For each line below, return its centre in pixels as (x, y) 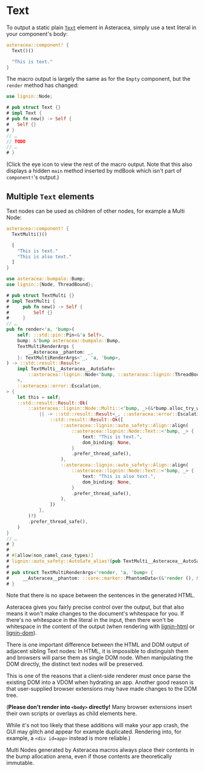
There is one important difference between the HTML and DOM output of (98, 645)
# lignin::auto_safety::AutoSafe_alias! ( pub (63, 561)
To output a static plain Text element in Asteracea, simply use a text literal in (101, 27)
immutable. (20, 763)
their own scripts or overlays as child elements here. (72, 714)
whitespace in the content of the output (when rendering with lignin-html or (101, 626)
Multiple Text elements (50, 196)
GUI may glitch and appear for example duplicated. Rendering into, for (94, 732)
